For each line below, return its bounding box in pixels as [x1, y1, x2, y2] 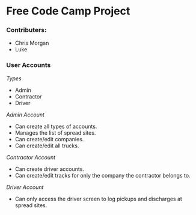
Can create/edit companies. [14, 135, 84, 143]
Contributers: [6, 26, 47, 34]
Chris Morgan [14, 39, 49, 47]
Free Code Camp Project [6, 4, 130, 18]
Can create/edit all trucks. [14, 142, 79, 149]
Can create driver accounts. [14, 165, 84, 173]
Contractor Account [6, 153, 56, 161]
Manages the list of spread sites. [14, 129, 96, 136]
